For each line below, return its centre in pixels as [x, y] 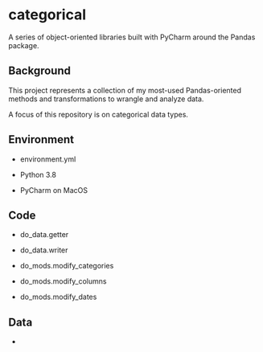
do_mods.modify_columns [63, 281]
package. [24, 45]
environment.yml [48, 159]
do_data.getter [44, 235]
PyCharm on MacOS [54, 190]
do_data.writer [44, 250]
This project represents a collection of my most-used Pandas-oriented [125, 90]
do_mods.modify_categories [67, 266]
